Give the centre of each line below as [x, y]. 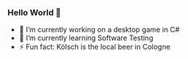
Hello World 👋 [34, 13]
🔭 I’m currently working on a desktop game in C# [99, 30]
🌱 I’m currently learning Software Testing [86, 38]
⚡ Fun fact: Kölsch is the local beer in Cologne [94, 47]
